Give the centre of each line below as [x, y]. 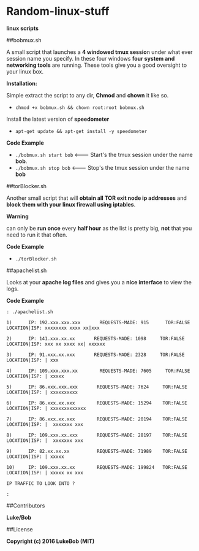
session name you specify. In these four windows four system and [91, 58]
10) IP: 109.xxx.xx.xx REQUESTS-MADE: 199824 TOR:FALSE [97, 467]
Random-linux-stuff [58, 11]
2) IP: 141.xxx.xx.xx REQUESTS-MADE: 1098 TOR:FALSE [96, 338]
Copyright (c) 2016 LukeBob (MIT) [51, 541]
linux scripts [22, 28]
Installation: [22, 83]
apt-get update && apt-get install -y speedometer [81, 131]
